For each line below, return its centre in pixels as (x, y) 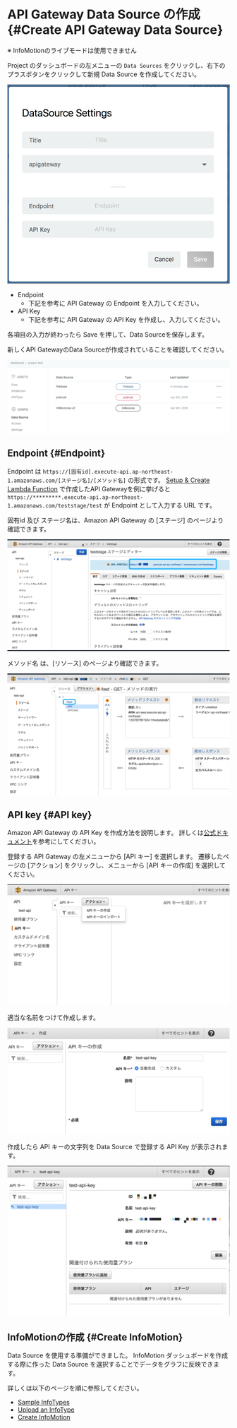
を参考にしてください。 (66, 841)
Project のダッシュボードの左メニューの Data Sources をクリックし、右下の (116, 65)
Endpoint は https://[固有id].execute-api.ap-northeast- (91, 471)
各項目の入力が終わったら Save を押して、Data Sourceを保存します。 (108, 334)
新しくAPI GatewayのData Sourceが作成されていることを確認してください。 (117, 349)
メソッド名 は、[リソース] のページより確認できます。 (85, 664)
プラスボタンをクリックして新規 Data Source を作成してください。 (104, 74)
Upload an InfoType (46, 1410)
